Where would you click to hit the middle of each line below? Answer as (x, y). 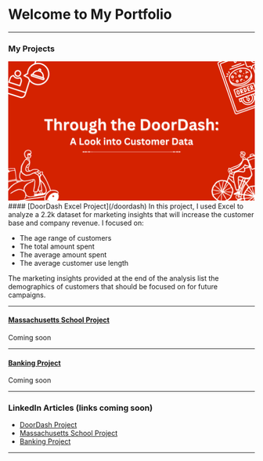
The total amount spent (57, 246)
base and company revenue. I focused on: (76, 223)
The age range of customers (65, 238)
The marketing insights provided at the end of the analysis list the (113, 278)
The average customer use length (74, 263)
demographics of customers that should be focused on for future (113, 286)
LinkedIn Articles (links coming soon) (81, 408)
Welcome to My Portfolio (90, 15)
